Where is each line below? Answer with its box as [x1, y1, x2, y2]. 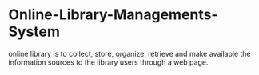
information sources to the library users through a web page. [8, 57, 209, 67]
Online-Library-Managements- [8, 6, 218, 24]
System [8, 22, 61, 41]
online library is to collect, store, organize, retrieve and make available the [8, 49, 252, 58]
